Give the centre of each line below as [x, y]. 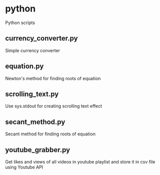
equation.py [24, 66]
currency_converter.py [42, 38]
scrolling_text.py [32, 94]
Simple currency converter [33, 50]
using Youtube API [24, 167]
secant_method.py [35, 122]
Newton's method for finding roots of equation [53, 78]
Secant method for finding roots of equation [50, 134]
